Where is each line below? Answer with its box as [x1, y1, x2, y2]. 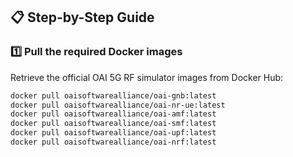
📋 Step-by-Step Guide [10, 9, 155, 26]
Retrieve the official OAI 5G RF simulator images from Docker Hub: [10, 71, 284, 83]
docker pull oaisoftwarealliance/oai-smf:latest [10, 119, 217, 129]
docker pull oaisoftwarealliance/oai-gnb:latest [10, 90, 217, 101]
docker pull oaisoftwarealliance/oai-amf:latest [10, 109, 217, 119]
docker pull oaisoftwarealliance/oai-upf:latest [10, 128, 217, 138]
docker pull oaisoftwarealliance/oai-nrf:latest [10, 137, 217, 148]
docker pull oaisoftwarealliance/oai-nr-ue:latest [10, 100, 226, 110]
